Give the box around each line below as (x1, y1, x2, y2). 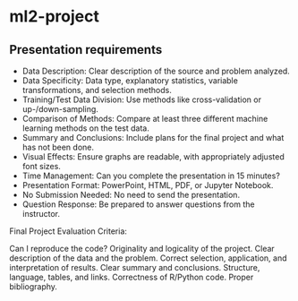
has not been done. (21, 142, 94, 152)
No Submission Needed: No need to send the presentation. (21, 190, 240, 200)
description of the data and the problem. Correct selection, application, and (9, 253, 288, 263)
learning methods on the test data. (21, 123, 149, 133)
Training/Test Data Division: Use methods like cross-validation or (21, 94, 262, 105)
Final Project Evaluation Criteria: (9, 226, 128, 236)
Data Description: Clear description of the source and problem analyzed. (21, 65, 291, 76)
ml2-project (9, 6, 100, 27)
